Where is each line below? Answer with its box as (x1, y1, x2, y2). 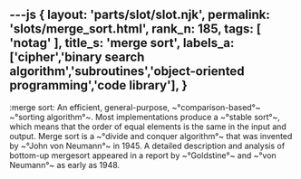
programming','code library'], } (9, 78, 188, 93)
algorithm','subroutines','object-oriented (9, 63, 245, 80)
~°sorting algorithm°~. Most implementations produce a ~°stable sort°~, (9, 111, 281, 122)
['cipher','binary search (9, 50, 145, 65)
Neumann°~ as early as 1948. (9, 159, 121, 170)
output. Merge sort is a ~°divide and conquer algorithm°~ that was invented (9, 130, 293, 141)
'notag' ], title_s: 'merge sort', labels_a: (9, 35, 235, 51)
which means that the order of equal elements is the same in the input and (9, 121, 287, 132)
